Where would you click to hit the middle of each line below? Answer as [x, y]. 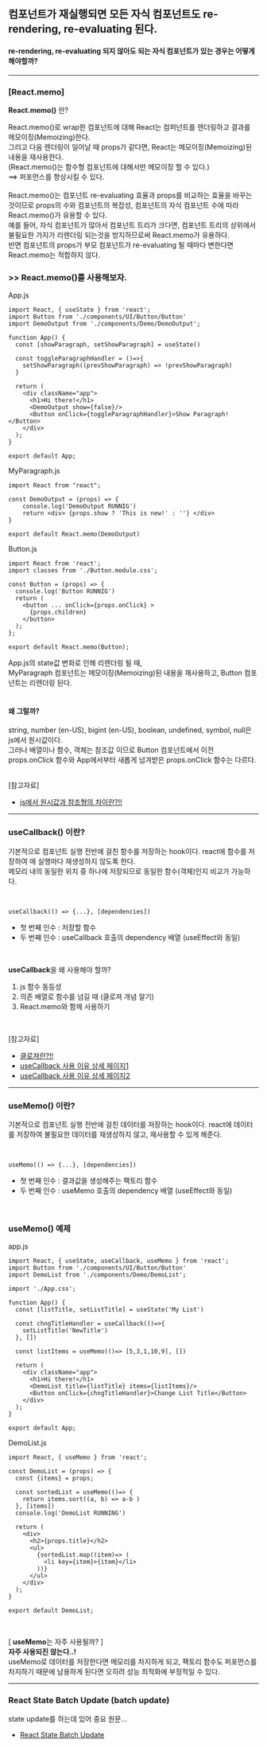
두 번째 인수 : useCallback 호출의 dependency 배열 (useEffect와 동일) [130, 937]
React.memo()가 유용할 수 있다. [58, 215]
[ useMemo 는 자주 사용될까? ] [56, 1642]
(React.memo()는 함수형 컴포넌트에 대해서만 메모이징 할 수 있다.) [109, 166]
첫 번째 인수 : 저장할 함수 [58, 927]
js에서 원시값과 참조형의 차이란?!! [71, 802]
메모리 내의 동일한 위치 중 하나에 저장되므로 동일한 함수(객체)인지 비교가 [119, 871]
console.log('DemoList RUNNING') [71, 1513]
